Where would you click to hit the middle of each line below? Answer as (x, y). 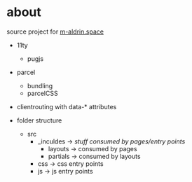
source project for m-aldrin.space (55, 31)
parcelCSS (42, 93)
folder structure (39, 120)
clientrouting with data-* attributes (67, 106)
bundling (40, 85)
